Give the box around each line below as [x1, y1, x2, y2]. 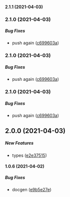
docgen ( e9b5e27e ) [12, 187, 52, 193]
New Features [5, 140, 34, 146]
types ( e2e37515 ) [12, 152, 47, 158]
